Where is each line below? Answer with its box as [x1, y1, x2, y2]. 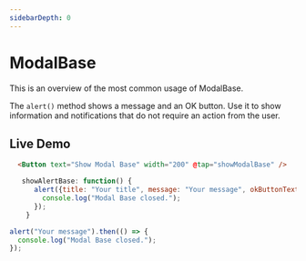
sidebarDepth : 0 [9, 13, 71, 23]
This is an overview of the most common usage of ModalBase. [9, 83, 244, 94]
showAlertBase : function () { [21, 176, 132, 186]
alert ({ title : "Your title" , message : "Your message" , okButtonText [33, 186, 300, 195]
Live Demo [9, 136, 71, 151]
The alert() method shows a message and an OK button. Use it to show [9, 100, 281, 111]
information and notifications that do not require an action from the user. [9, 110, 280, 121]
